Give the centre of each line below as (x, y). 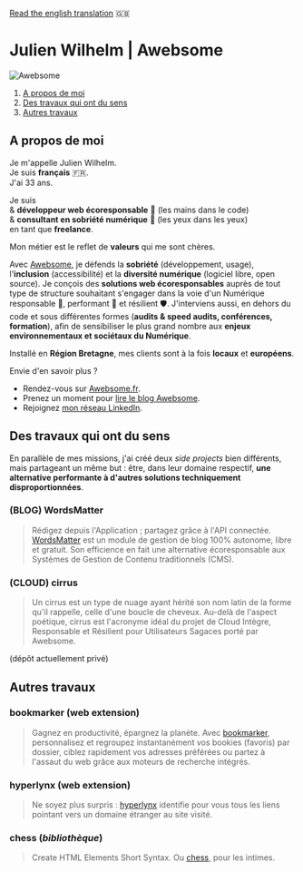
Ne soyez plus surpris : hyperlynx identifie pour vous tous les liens (156, 805)
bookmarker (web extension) (75, 713)
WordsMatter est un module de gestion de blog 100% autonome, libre (161, 540)
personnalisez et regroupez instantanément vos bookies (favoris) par (161, 742)
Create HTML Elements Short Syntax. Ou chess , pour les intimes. (153, 857)
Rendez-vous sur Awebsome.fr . (81, 388)
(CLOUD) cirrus (44, 583)
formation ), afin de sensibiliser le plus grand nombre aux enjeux (130, 326)
